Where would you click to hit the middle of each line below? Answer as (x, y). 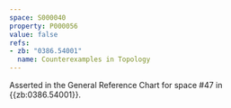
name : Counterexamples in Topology (84, 59)
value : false (34, 34)
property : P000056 (44, 26)
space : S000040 (38, 18)
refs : (19, 43)
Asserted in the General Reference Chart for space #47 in (116, 85)
